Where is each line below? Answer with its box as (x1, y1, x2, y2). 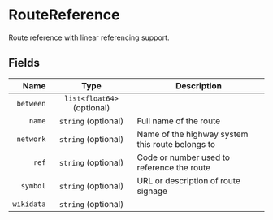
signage (136, 185, 168, 196)
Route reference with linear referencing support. (8, 32, 170, 42)
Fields (8, 56, 41, 70)
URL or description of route (136, 175, 241, 186)
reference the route (136, 162, 211, 173)
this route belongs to (136, 138, 216, 149)
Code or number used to (136, 152, 230, 163)
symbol (20, 181, 46, 190)
